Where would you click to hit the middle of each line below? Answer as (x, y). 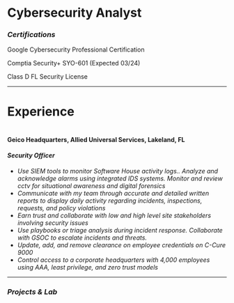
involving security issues (53, 223)
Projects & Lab (32, 292)
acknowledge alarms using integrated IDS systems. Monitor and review (120, 178)
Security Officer (31, 155)
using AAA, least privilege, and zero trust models (88, 267)
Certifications (31, 35)
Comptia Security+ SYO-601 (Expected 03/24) (74, 63)
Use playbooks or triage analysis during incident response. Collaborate (120, 231)
